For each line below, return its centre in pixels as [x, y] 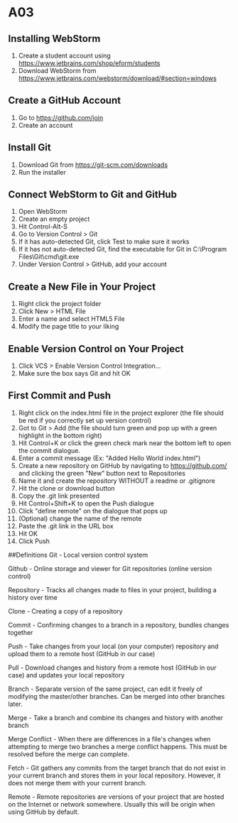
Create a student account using [64, 55]
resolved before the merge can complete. [69, 754]
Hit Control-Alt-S [43, 227]
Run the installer [42, 172]
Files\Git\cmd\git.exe [49, 257]
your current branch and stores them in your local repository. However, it [114, 775]
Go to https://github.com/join [61, 117]
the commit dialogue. [49, 450]
